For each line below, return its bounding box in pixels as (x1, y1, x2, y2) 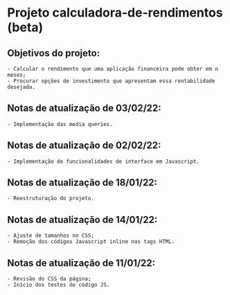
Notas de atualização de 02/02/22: (7, 140, 161, 152)
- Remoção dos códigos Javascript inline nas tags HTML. (7, 238, 175, 245)
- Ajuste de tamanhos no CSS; (7, 232, 95, 240)
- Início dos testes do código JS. (7, 282, 110, 289)
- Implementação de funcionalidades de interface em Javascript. (7, 158, 200, 165)
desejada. (7, 84, 36, 91)
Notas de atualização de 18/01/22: (7, 177, 158, 188)
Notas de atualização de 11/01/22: (7, 257, 156, 269)
